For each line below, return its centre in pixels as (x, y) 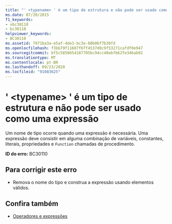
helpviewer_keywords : (28, 34)
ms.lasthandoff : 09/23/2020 (35, 67)
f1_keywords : (19, 19)
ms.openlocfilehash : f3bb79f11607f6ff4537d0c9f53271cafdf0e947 (74, 48)
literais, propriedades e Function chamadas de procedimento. (70, 144)
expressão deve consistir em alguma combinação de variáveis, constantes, (84, 138)
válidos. (21, 188)
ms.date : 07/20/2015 (27, 15)
